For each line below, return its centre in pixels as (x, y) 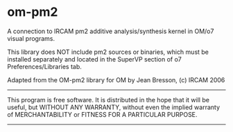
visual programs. (31, 38)
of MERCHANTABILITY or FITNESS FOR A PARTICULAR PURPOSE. (102, 114)
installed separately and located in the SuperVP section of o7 (94, 59)
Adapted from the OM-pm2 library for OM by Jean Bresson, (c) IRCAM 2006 (116, 79)
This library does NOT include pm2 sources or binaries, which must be (108, 52)
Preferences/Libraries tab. (44, 66)
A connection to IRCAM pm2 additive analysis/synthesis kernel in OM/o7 (111, 31)
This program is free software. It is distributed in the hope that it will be (109, 100)
